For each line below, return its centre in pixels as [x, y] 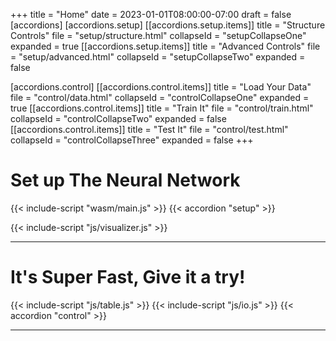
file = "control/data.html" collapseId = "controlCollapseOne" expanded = [160, 97]
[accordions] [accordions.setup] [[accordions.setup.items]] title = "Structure [168, 25]
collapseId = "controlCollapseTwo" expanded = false [118, 118]
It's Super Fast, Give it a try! [128, 277]
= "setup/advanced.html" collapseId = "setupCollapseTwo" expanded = [158, 57]
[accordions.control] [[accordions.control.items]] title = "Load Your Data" [161, 87]
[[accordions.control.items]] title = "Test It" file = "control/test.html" [149, 129]
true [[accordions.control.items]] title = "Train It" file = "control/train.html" [162, 108]
